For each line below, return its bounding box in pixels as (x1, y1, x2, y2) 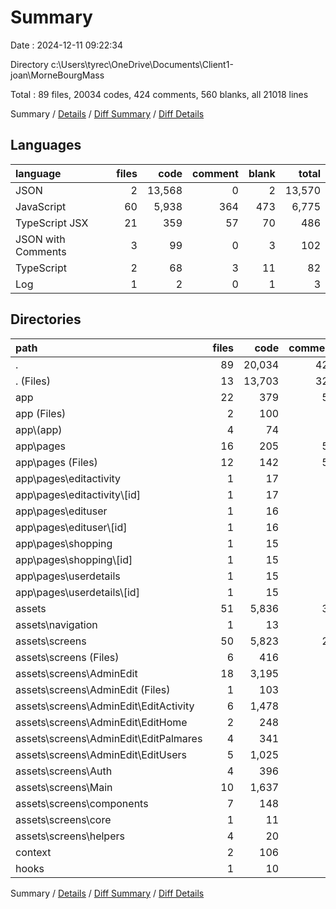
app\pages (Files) (15, 455, 98, 469)
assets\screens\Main (15, 780, 113, 794)
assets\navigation (15, 617, 98, 631)
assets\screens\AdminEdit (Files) (15, 682, 171, 696)
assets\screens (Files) (15, 650, 120, 664)
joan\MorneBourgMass (10, 69, 105, 81)
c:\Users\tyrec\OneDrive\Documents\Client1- (50, 58, 234, 70)
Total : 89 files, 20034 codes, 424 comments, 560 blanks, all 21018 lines (10, 88, 309, 100)
